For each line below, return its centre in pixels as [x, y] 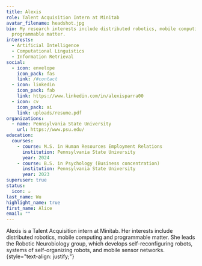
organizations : [25, 118]
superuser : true [26, 180]
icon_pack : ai [35, 107]
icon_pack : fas [36, 74]
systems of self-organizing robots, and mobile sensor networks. [86, 250]
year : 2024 [36, 157]
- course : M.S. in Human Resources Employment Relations [90, 146]
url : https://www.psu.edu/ [51, 130]
